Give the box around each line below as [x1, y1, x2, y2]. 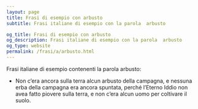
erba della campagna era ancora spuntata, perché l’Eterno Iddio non [15, 83, 188, 91]
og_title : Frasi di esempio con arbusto [6, 31, 112, 37]
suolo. [15, 96, 31, 104]
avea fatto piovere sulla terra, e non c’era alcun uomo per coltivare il [15, 90, 187, 97]
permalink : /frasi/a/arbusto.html [6, 48, 95, 55]
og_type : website [6, 43, 51, 49]
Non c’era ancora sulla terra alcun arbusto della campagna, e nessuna [15, 77, 192, 85]
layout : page [6, 9, 40, 15]
